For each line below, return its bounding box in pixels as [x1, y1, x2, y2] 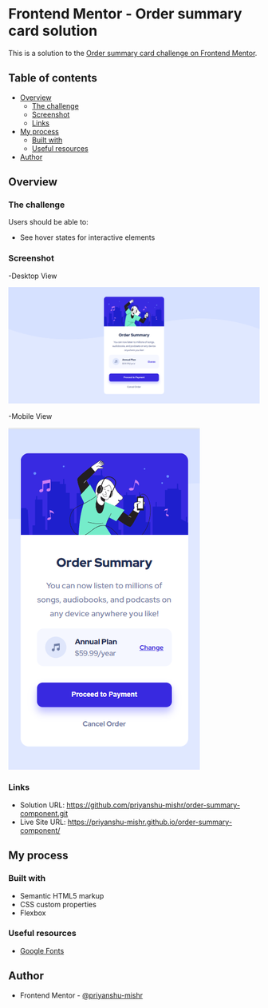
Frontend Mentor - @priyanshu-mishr [19, 990, 144, 1000]
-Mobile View [8, 411, 53, 420]
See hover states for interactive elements [19, 233, 156, 242]
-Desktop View [8, 271, 57, 281]
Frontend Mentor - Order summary [8, 5, 242, 23]
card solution [8, 22, 98, 40]
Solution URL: [19, 800, 65, 810]
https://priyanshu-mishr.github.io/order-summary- [67, 817, 233, 827]
